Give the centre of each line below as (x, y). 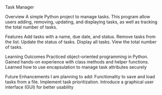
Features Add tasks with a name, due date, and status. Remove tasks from (81, 37)
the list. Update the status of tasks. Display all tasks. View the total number (81, 42)
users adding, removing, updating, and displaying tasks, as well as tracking (81, 22)
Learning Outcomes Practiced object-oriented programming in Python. (77, 57)
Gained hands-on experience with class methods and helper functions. (77, 62)
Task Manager (20, 7)
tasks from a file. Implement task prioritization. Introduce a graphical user (80, 82)
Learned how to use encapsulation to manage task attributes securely (76, 67)
